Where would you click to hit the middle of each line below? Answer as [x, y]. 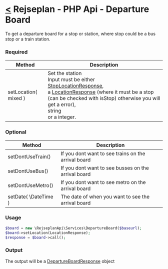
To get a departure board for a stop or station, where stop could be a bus [80, 33]
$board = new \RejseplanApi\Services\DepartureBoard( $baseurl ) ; [73, 228]
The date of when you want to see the [105, 196]
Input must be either [71, 79]
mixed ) [16, 98]
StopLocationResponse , [76, 86]
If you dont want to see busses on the [105, 167]
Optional [16, 132]
